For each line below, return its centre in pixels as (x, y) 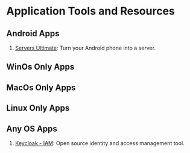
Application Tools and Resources (90, 11)
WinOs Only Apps (40, 67)
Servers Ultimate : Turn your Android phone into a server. (85, 48)
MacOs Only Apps (41, 87)
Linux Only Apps (38, 108)
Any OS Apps (32, 129)
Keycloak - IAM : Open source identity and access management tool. (100, 143)
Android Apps (33, 34)
